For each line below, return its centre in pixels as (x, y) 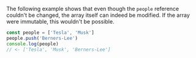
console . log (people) (33, 44)
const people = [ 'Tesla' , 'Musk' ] (51, 33)
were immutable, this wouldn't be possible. (60, 21)
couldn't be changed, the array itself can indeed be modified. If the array (98, 15)
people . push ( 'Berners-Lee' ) (42, 38)
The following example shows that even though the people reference (93, 9)
